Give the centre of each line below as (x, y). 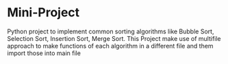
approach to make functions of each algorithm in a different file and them (110, 46)
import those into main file (44, 53)
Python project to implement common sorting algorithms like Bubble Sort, (111, 31)
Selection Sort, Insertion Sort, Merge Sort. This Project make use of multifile (114, 38)
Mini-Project (43, 13)
